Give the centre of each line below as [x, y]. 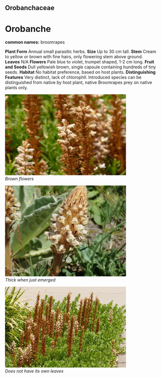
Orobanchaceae [30, 8]
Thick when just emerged [30, 280]
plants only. [16, 88]
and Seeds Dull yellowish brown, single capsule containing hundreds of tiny [80, 67]
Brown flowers [19, 179]
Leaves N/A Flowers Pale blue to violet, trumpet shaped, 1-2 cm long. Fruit [80, 62]
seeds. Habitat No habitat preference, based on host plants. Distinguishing [80, 72]
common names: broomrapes [35, 42]
